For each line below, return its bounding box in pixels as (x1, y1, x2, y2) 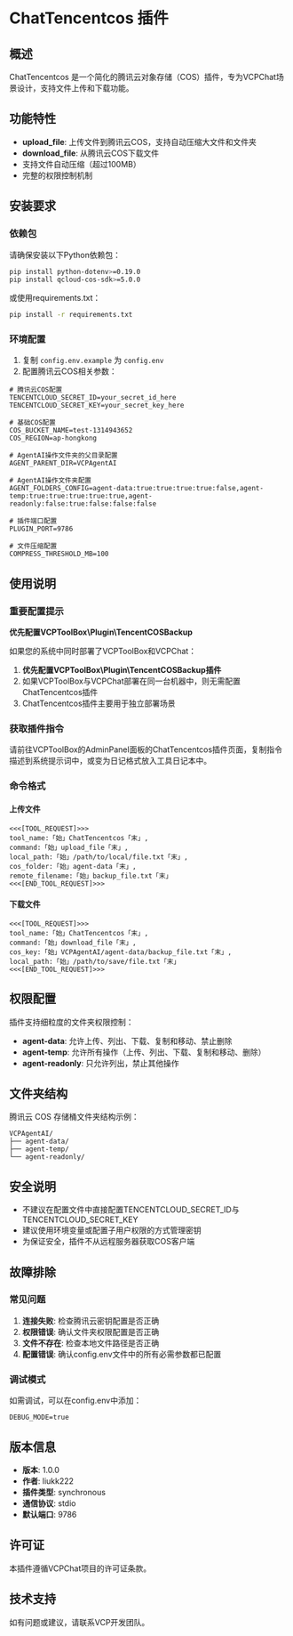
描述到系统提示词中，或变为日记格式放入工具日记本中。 (9, 756, 211, 766)
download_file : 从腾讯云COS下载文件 (21, 148, 160, 158)
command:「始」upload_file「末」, (9, 843, 129, 852)
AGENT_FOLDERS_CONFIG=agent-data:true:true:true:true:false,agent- (9, 484, 265, 493)
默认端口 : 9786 (21, 1509, 77, 1519)
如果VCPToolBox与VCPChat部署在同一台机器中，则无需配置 (21, 676, 242, 686)
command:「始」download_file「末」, (9, 938, 137, 947)
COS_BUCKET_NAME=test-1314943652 (9, 426, 133, 435)
